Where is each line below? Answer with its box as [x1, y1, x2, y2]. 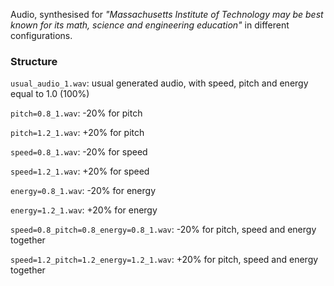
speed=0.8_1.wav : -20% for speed [10, 146, 148, 158]
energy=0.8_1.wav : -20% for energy [10, 185, 157, 197]
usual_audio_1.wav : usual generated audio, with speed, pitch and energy [10, 77, 309, 89]
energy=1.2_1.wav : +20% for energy [10, 204, 158, 216]
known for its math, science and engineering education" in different [10, 19, 290, 31]
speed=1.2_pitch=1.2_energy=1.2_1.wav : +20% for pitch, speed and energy [10, 254, 319, 266]
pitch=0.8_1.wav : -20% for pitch [10, 107, 143, 119]
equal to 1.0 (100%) [10, 88, 90, 100]
